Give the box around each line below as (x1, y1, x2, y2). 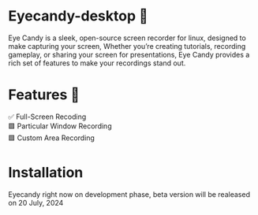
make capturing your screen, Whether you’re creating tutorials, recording (8, 41, 246, 50)
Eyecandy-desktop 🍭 (8, 7, 148, 25)
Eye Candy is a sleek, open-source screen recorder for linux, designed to (8, 33, 246, 43)
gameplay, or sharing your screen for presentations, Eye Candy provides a (8, 50, 250, 59)
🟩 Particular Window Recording (8, 121, 112, 131)
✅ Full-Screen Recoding (8, 112, 87, 121)
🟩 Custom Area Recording (8, 133, 95, 143)
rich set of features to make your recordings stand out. (8, 58, 186, 68)
